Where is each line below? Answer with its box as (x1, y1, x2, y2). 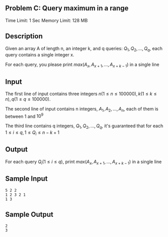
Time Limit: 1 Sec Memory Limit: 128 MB (5, 17, 88, 23)
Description (5, 32, 43, 41)
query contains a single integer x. (5, 52, 74, 58)
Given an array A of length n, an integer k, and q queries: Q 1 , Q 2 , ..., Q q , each (5, 45, 162, 52)
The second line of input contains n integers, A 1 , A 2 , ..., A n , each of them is (5, 106, 158, 113)
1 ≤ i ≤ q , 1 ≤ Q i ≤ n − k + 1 (5, 129, 60, 137)
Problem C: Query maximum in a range (5, 4, 129, 13)
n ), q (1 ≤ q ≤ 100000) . (5, 96, 51, 102)
